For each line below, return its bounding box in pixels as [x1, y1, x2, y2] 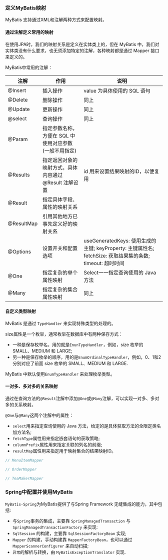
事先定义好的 [42, 220, 73, 227]
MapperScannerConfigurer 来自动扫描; [12, 542, 89, 548]
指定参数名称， [42, 124, 78, 131]
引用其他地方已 [42, 212, 78, 219]
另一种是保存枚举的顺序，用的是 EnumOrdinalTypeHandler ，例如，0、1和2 [12, 354, 161, 360]
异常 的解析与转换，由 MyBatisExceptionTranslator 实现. [12, 549, 126, 555]
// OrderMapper [5, 466, 37, 472]
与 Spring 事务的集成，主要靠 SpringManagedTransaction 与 [12, 517, 131, 523]
